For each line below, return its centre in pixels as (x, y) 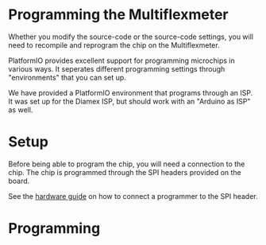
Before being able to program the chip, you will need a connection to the (127, 164)
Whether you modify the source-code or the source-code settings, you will (131, 37)
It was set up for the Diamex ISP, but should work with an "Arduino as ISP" (129, 101)
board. (19, 181)
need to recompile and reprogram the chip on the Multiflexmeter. (114, 45)
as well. (21, 110)
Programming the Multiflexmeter (118, 15)
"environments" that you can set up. (67, 77)
